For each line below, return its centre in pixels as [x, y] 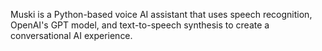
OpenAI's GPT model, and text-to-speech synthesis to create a [140, 25]
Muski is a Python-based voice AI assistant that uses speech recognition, [161, 14]
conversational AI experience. [71, 35]
